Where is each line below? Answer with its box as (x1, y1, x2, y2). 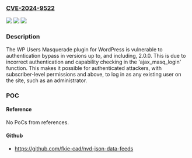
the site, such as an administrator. (6, 77, 88, 84)
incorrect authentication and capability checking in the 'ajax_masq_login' (6, 58, 181, 65)
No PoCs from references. (6, 118, 69, 126)
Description (6, 33, 40, 41)
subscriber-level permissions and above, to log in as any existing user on (6, 71, 181, 78)
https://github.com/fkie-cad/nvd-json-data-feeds (14, 145, 134, 152)
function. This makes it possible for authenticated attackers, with (6, 64, 162, 71)
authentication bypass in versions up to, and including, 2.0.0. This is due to (6, 52, 186, 59)
